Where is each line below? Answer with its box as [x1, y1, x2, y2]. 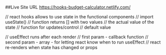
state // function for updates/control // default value [5, 24, 111, 30]
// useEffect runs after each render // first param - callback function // [5, 34, 149, 40]
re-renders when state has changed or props [5, 45, 98, 50]
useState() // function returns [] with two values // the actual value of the [5, 19, 155, 25]
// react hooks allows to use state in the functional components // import [5, 14, 154, 19]
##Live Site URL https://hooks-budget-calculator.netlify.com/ [5, 4, 131, 10]
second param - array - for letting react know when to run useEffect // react [5, 39, 161, 45]
